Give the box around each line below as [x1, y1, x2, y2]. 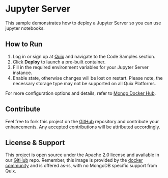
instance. [12, 69, 32, 76]
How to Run [5, 40, 43, 49]
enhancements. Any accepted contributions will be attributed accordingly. [5, 124, 160, 130]
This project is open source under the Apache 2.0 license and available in [5, 152, 159, 158]
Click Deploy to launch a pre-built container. [12, 59, 106, 65]
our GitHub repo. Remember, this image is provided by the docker [5, 157, 143, 163]
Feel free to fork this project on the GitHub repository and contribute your [5, 118, 159, 124]
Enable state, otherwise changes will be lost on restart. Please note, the [12, 75, 163, 81]
